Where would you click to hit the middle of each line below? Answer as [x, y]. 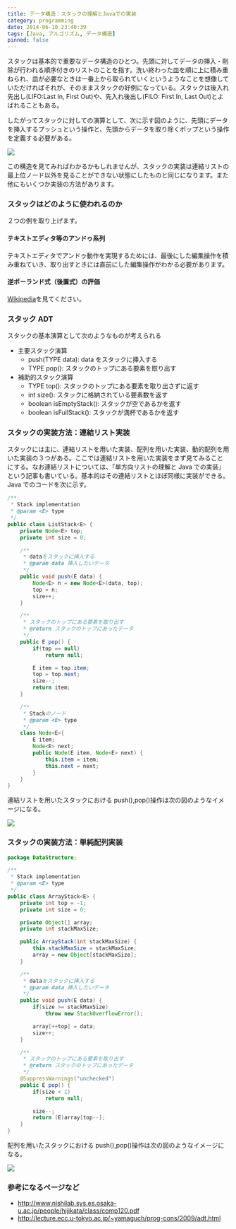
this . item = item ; [72, 759]
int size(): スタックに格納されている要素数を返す [98, 395]
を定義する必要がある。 [41, 138]
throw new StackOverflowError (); [94, 1014]
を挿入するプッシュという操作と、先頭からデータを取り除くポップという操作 [118, 129]
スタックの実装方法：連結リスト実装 [69, 433]
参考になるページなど [43, 1187]
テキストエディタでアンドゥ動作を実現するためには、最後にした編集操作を [115, 255]
